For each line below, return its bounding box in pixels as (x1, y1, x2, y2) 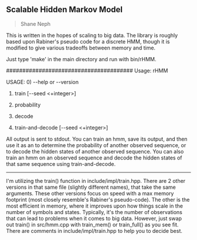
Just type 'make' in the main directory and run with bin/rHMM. (6, 55, 157, 62)
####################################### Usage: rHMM (6, 67, 168, 74)
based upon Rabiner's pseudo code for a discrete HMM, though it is (6, 38, 170, 45)
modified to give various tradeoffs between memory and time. (6, 44, 156, 51)
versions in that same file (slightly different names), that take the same (6, 184, 176, 191)
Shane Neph (20, 20, 51, 27)
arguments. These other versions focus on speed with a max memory (6, 189, 174, 196)
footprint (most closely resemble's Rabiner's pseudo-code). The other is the (6, 196, 190, 203)
